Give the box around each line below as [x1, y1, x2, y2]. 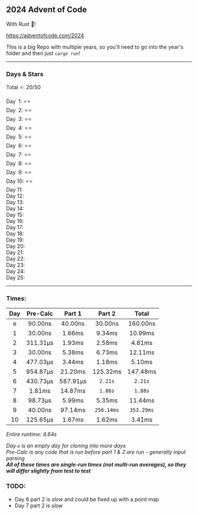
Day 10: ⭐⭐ [6, 177, 33, 185]
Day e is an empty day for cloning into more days [6, 442, 126, 449]
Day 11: [6, 186, 23, 193]
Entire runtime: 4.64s [6, 431, 57, 438]
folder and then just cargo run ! [6, 50, 81, 57]
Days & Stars [6, 70, 44, 78]
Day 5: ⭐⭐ [6, 133, 32, 141]
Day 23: [6, 261, 25, 268]
